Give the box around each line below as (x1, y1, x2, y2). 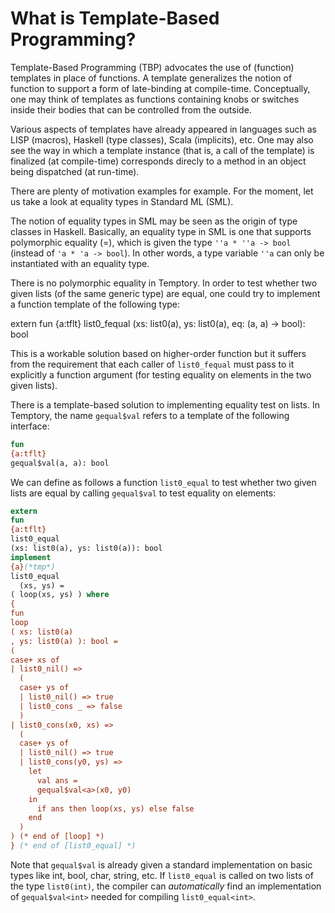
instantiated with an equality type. (10, 257, 150, 269)
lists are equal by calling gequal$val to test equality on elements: (10, 487, 277, 499)
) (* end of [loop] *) (10, 832, 105, 842)
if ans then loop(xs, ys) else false (36, 803, 195, 814)
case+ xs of (10, 655, 60, 665)
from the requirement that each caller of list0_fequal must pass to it (10, 358, 295, 370)
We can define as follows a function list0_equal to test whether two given (10, 476, 317, 488)
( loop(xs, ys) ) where (10, 590, 110, 600)
